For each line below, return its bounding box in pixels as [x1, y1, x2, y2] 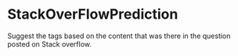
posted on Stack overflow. [7, 39, 92, 48]
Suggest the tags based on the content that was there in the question [7, 31, 231, 40]
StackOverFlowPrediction [7, 5, 178, 23]
